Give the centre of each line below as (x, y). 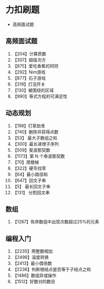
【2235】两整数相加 (32, 251)
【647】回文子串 (29, 180)
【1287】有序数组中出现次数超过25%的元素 (56, 222)
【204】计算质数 (29, 53)
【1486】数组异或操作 (34, 275)
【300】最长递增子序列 (36, 144)
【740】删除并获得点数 (35, 132)
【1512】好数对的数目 (34, 282)
